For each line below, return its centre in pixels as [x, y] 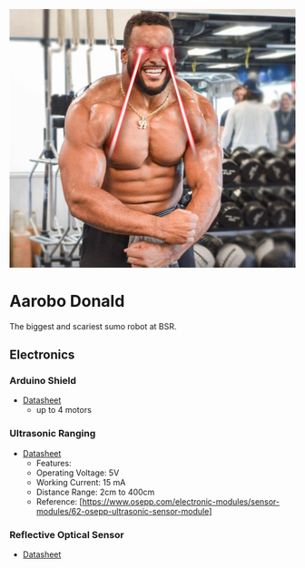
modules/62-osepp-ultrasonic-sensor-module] [124, 511]
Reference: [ [59, 501]
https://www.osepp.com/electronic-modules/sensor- [181, 501]
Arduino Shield [43, 381]
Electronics [42, 355]
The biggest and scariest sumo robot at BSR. [93, 326]
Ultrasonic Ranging [53, 434]
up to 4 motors [64, 410]
